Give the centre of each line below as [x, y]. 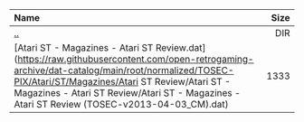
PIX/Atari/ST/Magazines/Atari [76, 82]
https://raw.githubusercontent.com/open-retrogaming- [136, 59]
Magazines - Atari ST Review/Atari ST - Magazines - [128, 93]
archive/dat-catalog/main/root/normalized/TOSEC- [124, 70]
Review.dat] [180, 47]
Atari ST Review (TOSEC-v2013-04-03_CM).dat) [121, 104]
